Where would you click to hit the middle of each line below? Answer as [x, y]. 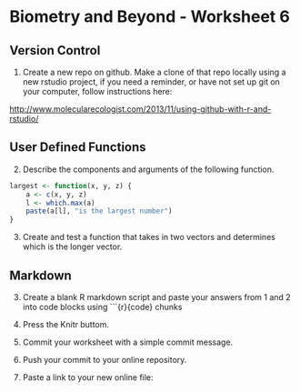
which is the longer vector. [72, 246]
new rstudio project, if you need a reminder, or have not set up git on [151, 82]
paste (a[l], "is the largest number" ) [99, 211]
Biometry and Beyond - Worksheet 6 [150, 17]
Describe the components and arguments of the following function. [148, 169]
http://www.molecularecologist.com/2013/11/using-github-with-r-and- [140, 109]
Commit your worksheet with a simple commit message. [128, 342]
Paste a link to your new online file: [88, 377]
